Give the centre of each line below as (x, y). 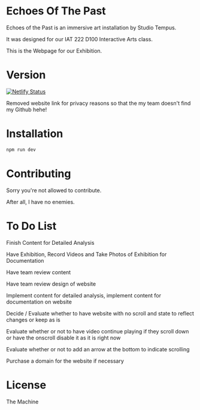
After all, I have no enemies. (40, 202)
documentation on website (39, 302)
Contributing (39, 173)
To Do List (31, 226)
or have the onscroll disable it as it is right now (63, 338)
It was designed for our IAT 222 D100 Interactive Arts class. (79, 39)
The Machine (22, 402)
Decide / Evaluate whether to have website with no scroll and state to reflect (100, 313)
